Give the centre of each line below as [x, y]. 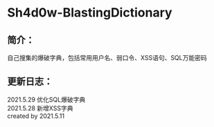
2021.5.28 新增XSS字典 [40, 108]
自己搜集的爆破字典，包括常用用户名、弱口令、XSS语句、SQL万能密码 [107, 58]
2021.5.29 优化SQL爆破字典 [46, 99]
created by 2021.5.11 [36, 116]
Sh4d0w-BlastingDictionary [90, 13]
